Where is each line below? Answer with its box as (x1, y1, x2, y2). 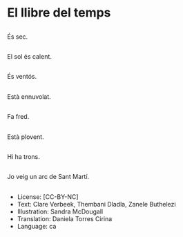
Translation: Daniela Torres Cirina (17, 214, 113, 222)
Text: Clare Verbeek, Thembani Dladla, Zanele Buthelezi (17, 200, 176, 208)
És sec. (7, 32, 28, 41)
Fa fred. (7, 113, 30, 121)
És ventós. (7, 73, 37, 81)
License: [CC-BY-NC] (17, 192, 79, 201)
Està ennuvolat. (7, 92, 52, 101)
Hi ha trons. (7, 152, 40, 160)
